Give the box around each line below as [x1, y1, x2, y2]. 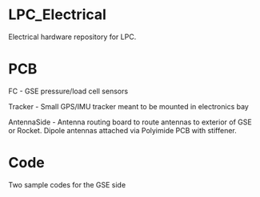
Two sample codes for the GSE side [8, 179, 126, 189]
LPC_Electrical [8, 6, 106, 24]
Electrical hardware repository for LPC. [8, 32, 137, 41]
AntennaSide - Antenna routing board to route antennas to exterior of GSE [8, 117, 252, 127]
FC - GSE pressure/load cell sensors [8, 86, 129, 96]
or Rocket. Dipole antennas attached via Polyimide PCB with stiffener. [8, 125, 238, 135]
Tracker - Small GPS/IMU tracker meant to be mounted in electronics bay [8, 101, 250, 111]
